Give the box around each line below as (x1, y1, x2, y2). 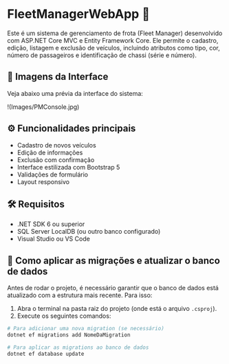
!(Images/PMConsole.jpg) (7, 103, 80, 111)
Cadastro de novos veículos (17, 141, 96, 149)
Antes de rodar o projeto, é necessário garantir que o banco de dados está (7, 284, 219, 292)
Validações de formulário (17, 170, 89, 179)
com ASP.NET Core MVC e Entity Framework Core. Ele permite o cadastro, (7, 36, 219, 44)
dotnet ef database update (7, 350, 85, 357)
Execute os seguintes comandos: (17, 312, 111, 320)
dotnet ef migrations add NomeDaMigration (7, 332, 131, 338)
